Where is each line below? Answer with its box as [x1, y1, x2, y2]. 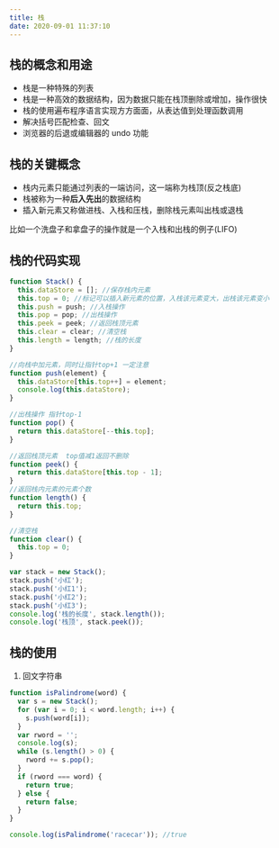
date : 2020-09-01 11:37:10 [9, 22, 111, 31]
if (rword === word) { [17, 771, 103, 781]
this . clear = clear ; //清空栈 [17, 328, 127, 337]
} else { [17, 789, 50, 798]
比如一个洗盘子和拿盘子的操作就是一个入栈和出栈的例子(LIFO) [9, 224, 238, 235]
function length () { [9, 493, 87, 502]
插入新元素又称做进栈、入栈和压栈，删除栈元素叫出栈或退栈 [22, 204, 244, 216]
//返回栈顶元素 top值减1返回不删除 [9, 451, 129, 460]
